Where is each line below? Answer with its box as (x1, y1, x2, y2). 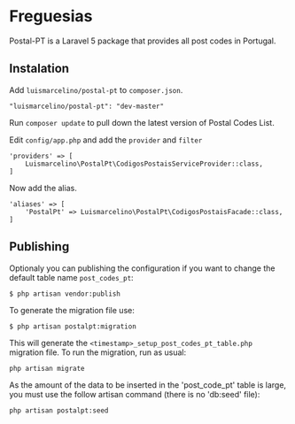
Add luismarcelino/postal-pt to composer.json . (9, 84, 183, 95)
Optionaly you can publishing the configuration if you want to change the (9, 263, 276, 274)
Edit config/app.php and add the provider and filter (9, 135, 203, 145)
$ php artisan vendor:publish (9, 289, 121, 298)
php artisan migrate (9, 364, 86, 373)
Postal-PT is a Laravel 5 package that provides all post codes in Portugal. (9, 35, 276, 46)
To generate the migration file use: (9, 305, 135, 315)
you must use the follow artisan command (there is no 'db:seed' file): (9, 389, 260, 399)
